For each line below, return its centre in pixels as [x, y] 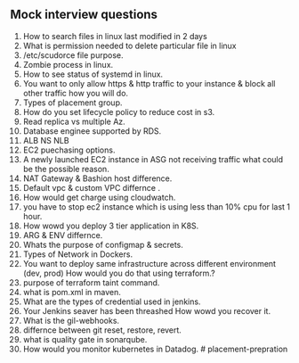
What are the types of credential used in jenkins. [112, 301]
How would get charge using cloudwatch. [99, 197]
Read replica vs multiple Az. [74, 121]
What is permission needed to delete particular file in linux [129, 45]
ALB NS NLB [46, 140]
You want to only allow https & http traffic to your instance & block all [149, 83]
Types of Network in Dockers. [77, 254]
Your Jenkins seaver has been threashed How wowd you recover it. [146, 310]
